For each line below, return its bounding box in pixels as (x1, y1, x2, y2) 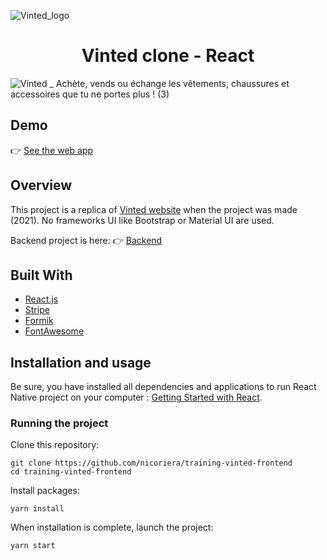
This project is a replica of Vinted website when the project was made (10, 203, 298, 215)
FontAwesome (24, 325, 85, 337)
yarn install (10, 504, 65, 514)
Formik (24, 315, 54, 327)
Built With (10, 266, 73, 284)
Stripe (24, 304, 50, 316)
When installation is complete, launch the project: (10, 521, 214, 534)
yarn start (10, 541, 56, 551)
